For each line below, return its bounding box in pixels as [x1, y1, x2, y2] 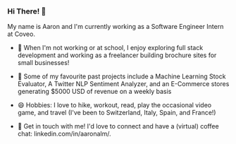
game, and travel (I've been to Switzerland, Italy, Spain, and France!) [17, 109, 216, 117]
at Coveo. [7, 30, 35, 38]
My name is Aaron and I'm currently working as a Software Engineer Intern [7, 23, 224, 31]
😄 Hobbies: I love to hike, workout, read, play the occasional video [17, 101, 212, 109]
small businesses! [17, 59, 70, 67]
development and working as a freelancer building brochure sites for [17, 51, 217, 59]
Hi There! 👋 [7, 6, 46, 16]
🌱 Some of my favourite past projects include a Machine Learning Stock [17, 72, 226, 80]
